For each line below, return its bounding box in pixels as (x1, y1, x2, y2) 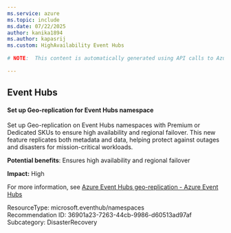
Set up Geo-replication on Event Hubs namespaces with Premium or (7, 121, 201, 129)
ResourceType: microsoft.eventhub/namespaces (7, 203, 144, 212)
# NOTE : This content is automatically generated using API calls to (7, 55, 214, 62)
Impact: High (7, 170, 45, 178)
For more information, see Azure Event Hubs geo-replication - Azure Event (7, 183, 219, 191)
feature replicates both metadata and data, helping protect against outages (7, 135, 220, 144)
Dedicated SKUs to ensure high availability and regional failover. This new (7, 129, 216, 137)
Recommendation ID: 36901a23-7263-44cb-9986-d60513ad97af (7, 211, 192, 219)
